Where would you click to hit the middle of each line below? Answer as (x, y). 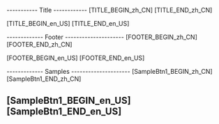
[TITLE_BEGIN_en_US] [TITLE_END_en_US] (68, 23)
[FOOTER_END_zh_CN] (39, 44)
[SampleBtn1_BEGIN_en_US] (69, 101)
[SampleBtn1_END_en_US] (64, 112)
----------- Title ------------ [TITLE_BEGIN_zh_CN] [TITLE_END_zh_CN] (109, 10)
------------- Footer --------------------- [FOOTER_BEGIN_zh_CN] (102, 37)
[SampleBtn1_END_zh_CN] (44, 79)
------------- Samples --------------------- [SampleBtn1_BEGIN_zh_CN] (110, 71)
